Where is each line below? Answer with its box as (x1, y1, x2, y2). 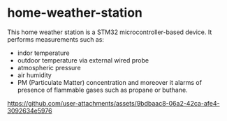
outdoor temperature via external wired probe (17, 56, 149, 64)
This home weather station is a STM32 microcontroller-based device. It (7, 28, 212, 36)
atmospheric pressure (17, 63, 82, 72)
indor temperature (17, 49, 70, 57)
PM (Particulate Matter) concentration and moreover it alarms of (17, 78, 203, 86)
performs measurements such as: (7, 35, 105, 43)
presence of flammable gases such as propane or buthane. (17, 86, 188, 94)
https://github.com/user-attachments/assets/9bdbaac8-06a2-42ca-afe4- (7, 99, 220, 107)
